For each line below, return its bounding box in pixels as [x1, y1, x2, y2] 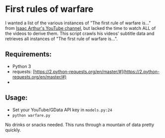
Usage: [5, 93, 28, 102]
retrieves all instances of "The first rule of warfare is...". [5, 36, 118, 42]
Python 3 [12, 63, 31, 69]
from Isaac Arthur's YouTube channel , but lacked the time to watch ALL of [5, 25, 156, 31]
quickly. [5, 127, 21, 133]
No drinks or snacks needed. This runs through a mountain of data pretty [5, 122, 155, 128]
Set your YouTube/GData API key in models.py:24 [12, 107, 112, 113]
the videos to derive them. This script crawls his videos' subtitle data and [5, 30, 155, 36]
